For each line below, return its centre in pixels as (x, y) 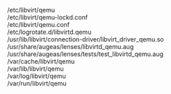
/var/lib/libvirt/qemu (35, 69)
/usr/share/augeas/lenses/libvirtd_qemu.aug (71, 47)
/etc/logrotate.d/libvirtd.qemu (49, 32)
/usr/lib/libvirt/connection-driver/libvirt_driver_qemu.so (86, 39)
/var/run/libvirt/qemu (37, 83)
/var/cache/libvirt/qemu (41, 61)
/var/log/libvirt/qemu (36, 76)
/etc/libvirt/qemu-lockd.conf (48, 17)
